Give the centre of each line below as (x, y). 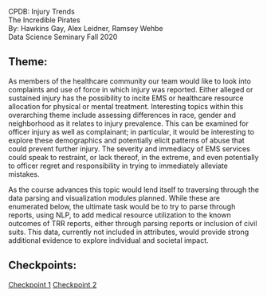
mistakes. (24, 174)
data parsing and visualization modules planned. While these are (114, 197)
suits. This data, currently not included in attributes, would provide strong (129, 232)
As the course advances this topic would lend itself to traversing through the (133, 190)
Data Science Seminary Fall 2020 (63, 37)
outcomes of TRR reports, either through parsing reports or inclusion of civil (133, 223)
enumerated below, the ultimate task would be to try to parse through (122, 206)
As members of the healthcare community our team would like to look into (130, 81)
